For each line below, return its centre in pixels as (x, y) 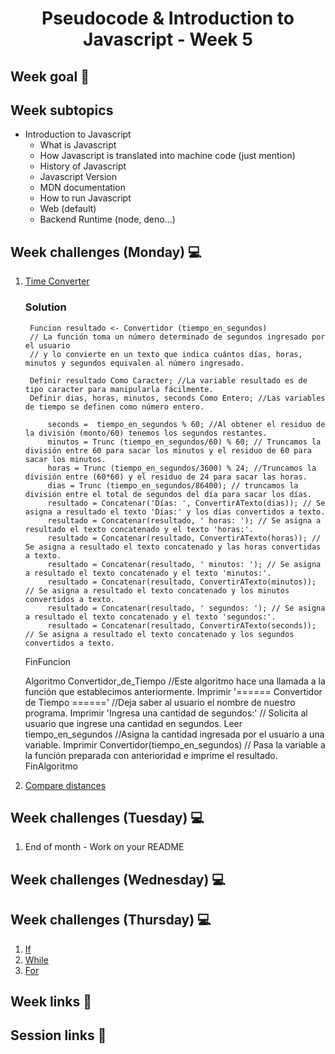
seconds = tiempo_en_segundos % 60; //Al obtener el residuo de (186, 424)
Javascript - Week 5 (168, 39)
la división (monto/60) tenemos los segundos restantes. (146, 433)
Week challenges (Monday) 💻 (106, 252)
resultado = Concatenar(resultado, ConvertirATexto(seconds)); (182, 625)
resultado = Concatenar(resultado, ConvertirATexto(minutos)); (182, 582)
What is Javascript (78, 145)
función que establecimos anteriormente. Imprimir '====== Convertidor (173, 691)
